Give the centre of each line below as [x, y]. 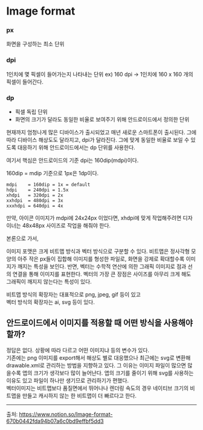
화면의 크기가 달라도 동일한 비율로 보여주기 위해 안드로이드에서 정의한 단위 [102, 119]
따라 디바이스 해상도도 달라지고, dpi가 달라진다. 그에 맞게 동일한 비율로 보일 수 [98, 140]
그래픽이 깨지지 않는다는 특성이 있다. [49, 282]
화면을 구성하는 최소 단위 [35, 44]
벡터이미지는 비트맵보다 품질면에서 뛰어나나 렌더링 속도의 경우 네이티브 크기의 [98, 388]
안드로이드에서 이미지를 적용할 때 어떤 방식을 [84, 323]
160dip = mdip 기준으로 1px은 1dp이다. [53, 173]
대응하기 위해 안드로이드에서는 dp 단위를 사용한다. [76, 147]
